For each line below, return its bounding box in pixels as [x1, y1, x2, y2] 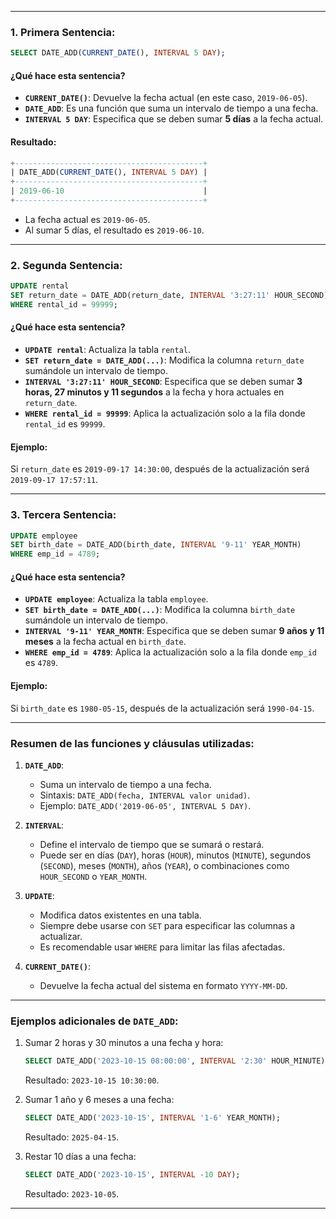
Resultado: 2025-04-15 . [24, 1131, 120, 1143]
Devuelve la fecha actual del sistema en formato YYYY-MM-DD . [39, 979, 288, 991]
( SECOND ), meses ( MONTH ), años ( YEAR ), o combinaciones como [39, 859, 290, 871]
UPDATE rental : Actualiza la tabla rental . [24, 344, 191, 356]
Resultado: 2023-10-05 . [24, 1187, 120, 1200]
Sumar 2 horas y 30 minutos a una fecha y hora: [24, 1037, 224, 1049]
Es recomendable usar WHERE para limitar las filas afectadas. [39, 941, 286, 953]
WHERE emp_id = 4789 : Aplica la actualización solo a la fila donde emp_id [24, 646, 317, 658]
